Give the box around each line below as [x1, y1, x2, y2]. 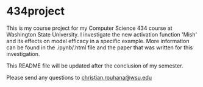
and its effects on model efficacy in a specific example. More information [6, 37, 190, 44]
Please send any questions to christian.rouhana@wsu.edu [6, 74, 152, 81]
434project [6, 4, 65, 18]
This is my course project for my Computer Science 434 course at [6, 24, 173, 32]
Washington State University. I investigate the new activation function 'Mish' [6, 30, 198, 38]
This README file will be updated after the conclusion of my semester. [6, 62, 183, 69]
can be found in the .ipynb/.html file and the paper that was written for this [6, 44, 193, 51]
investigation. [6, 50, 40, 57]
